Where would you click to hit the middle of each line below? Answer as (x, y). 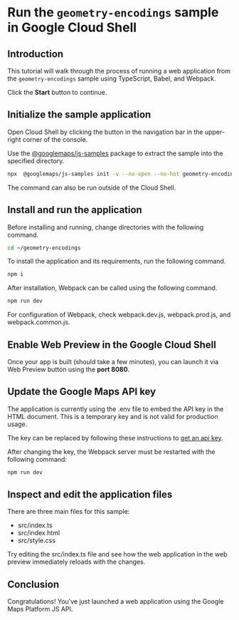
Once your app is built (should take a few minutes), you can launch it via (113, 361)
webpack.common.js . (39, 322)
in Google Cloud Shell (72, 27)
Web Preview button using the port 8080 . (69, 369)
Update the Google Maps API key (82, 392)
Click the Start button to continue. (57, 92)
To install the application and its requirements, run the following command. (117, 262)
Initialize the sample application (79, 115)
